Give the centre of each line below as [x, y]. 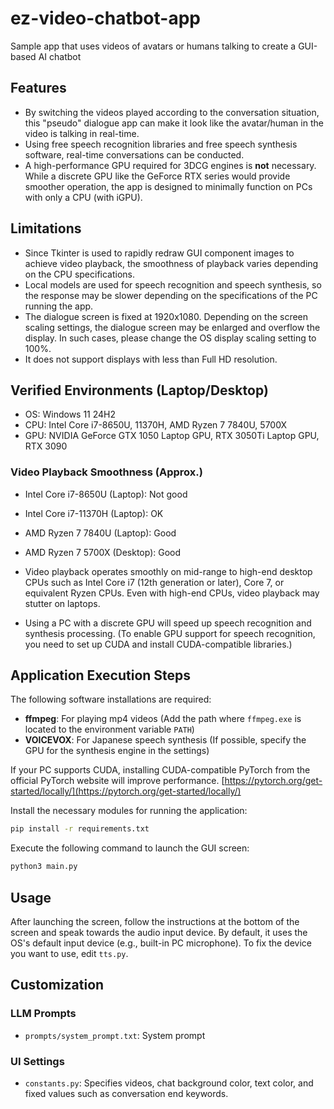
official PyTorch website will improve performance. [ [117, 781]
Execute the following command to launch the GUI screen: [130, 848]
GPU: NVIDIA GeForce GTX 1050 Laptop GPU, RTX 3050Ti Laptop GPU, [172, 436]
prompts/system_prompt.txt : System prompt [115, 1035]
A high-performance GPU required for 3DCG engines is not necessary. [170, 165]
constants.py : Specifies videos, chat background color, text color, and [169, 1083]
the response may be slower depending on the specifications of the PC [171, 295]
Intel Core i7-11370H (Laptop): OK [94, 513]
